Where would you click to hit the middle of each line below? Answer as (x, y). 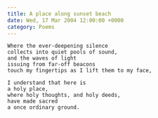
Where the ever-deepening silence (58, 46)
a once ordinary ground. (44, 107)
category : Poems (31, 27)
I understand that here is (47, 83)
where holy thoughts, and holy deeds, (64, 96)
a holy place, (28, 89)
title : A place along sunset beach (59, 14)
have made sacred (33, 101)
